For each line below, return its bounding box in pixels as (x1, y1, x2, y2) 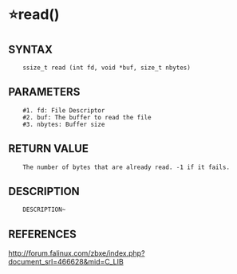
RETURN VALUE (8, 142, 89, 155)
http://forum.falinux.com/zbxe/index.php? (8, 249, 145, 258)
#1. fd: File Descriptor (22, 106, 105, 115)
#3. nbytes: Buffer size (22, 120, 105, 128)
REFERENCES (8, 227, 77, 241)
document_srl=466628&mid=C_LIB (8, 257, 124, 267)
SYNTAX (8, 42, 53, 56)
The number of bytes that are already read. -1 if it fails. (22, 163, 230, 171)
